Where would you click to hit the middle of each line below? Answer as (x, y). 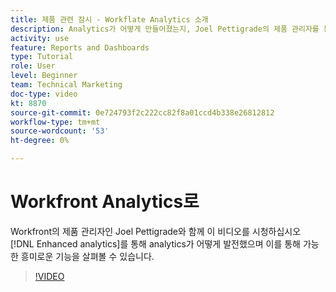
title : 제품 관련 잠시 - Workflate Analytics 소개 (109, 19)
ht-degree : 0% (40, 141)
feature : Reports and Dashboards (80, 47)
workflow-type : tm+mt (55, 122)
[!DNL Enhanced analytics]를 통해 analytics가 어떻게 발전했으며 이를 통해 (155, 243)
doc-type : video (44, 94)
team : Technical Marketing (66, 85)
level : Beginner (44, 76)
